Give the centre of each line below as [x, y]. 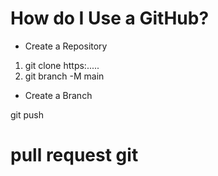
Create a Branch [58, 95]
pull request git [74, 155]
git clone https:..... [62, 65]
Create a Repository [66, 46]
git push [27, 114]
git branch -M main [64, 76]
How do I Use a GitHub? [110, 18]
